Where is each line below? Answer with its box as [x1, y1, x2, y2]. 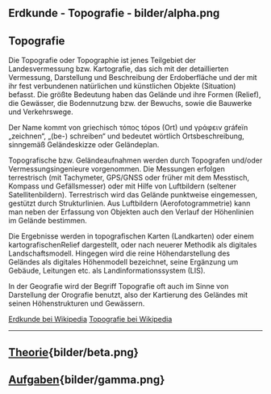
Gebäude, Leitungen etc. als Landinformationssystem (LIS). [8, 266, 206, 276]
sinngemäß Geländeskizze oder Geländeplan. [8, 140, 160, 150]
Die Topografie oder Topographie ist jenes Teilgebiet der [8, 56, 196, 66]
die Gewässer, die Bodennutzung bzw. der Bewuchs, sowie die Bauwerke [8, 99, 252, 108]
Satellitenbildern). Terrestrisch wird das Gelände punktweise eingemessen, [8, 190, 258, 200]
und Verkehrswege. [8, 107, 74, 117]
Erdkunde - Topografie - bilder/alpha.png [8, 6, 220, 20]
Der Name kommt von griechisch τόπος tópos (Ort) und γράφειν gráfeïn [8, 123, 248, 133]
